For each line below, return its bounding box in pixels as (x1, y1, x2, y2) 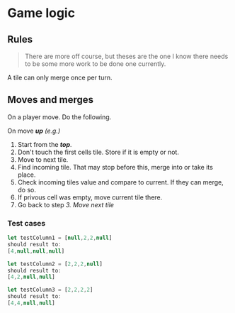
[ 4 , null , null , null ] (7, 247, 65, 255)
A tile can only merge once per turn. (7, 73, 113, 82)
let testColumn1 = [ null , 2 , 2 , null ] (7, 234, 113, 242)
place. (17, 170, 36, 179)
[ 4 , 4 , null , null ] (7, 300, 55, 307)
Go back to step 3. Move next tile (17, 200, 115, 209)
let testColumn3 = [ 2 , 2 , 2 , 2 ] (7, 286, 93, 294)
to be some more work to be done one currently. (24, 60, 166, 68)
